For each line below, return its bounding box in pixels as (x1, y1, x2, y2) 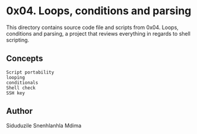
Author (6, 106, 33, 116)
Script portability (6, 69, 55, 75)
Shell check (6, 85, 36, 91)
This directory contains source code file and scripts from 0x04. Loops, (6, 24, 179, 31)
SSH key (6, 90, 26, 96)
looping (6, 74, 26, 81)
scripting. (6, 36, 30, 43)
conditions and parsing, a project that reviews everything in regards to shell (6, 30, 191, 37)
